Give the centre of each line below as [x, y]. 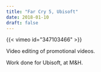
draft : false [22, 23]
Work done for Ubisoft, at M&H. [45, 62]
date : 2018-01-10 [28, 17]
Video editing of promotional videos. [50, 51]
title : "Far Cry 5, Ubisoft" [42, 12]
